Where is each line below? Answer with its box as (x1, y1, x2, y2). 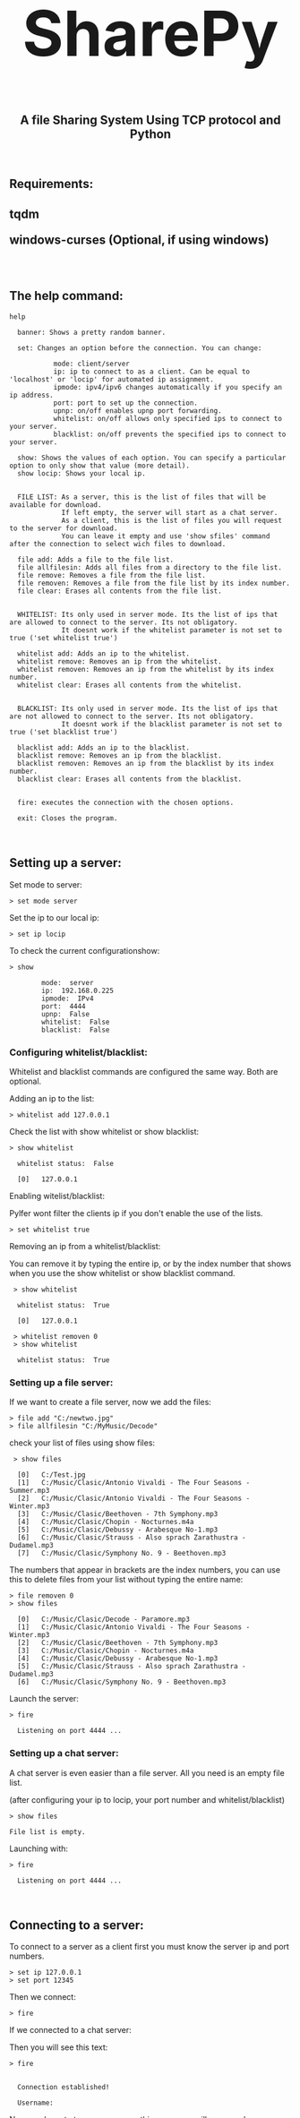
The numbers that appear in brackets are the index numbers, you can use (9, 1565, 280, 1575)
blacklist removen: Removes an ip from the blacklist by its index (17, 759, 275, 767)
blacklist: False (41, 1025, 110, 1034)
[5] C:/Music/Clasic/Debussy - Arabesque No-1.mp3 (17, 1525, 219, 1535)
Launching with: (9, 1843, 69, 1854)
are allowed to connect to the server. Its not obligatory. (9, 618, 239, 627)
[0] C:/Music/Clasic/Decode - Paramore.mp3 (17, 1615, 191, 1625)
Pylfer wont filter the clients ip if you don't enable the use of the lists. (9, 1207, 263, 1218)
